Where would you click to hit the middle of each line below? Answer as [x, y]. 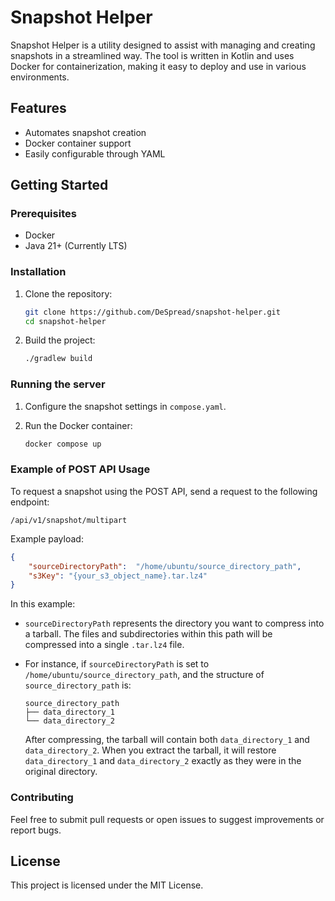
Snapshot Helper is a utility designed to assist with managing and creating [163, 45]
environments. [40, 77]
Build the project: [60, 340]
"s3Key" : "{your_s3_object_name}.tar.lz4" [118, 576]
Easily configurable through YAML [95, 153]
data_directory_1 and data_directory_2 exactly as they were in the [163, 761]
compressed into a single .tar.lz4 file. [104, 645]
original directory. [61, 772]
